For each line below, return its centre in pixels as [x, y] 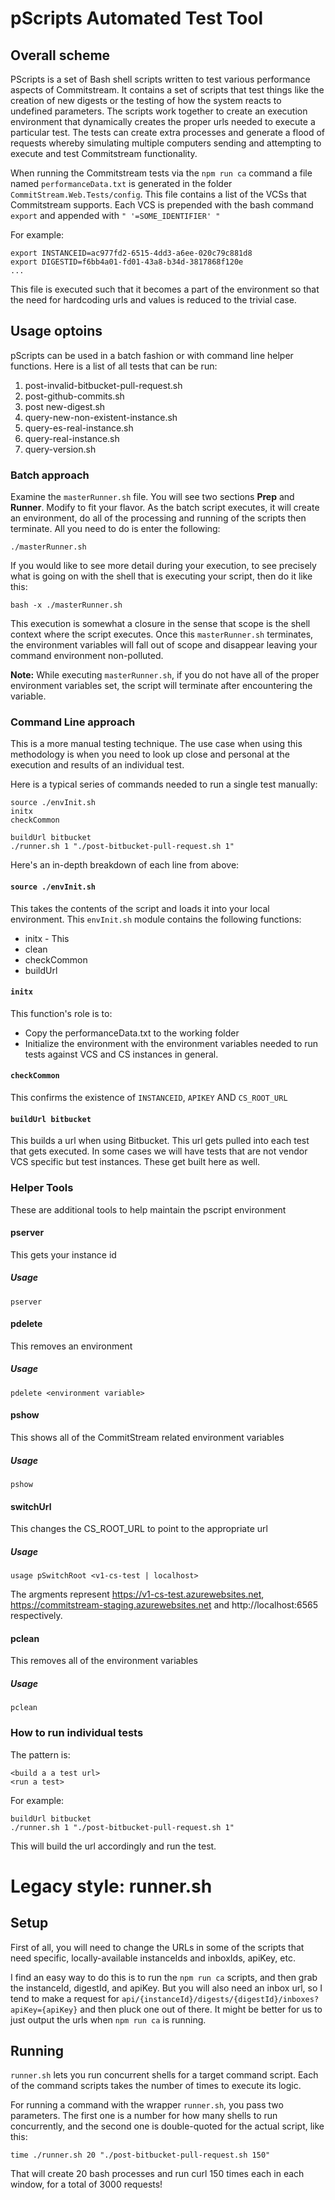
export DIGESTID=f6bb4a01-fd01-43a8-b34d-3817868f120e [127, 262]
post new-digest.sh [65, 406]
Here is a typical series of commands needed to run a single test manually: [164, 784]
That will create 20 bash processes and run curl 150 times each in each [157, 2174]
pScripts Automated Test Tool [137, 18]
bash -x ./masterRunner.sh [66, 605]
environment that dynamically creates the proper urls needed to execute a [163, 121]
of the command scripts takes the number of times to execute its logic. [156, 2086]
